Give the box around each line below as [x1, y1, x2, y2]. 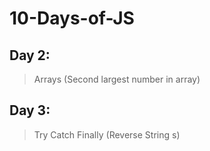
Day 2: [9, 47, 51, 64]
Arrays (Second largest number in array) [33, 73, 201, 85]
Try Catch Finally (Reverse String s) [33, 128, 181, 141]
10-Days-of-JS [9, 7, 135, 30]
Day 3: [9, 102, 51, 119]
